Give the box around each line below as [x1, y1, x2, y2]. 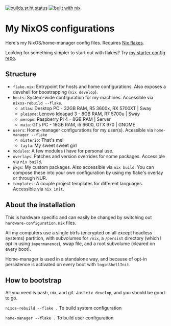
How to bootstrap [5, 276, 62, 285]
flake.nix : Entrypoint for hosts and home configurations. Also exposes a [12, 83, 166, 90]
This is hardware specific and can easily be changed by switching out [5, 214, 152, 220]
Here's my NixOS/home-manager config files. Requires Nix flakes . [5, 39, 144, 46]
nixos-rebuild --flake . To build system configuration [5, 305, 122, 311]
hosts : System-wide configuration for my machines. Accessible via [12, 94, 154, 100]
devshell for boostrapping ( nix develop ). [12, 89, 98, 95]
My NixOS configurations [5, 23, 115, 34]
